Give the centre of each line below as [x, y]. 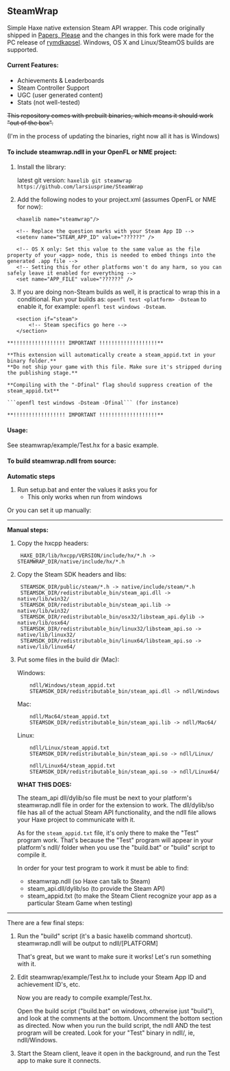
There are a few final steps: [46, 922]
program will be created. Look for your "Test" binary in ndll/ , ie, [106, 1033]
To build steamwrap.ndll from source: [62, 461]
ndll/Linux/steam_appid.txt [69, 748]
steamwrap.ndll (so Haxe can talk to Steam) [89, 881]
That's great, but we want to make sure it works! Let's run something [114, 956]
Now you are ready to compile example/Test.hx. [85, 997]
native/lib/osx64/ [43, 622]
